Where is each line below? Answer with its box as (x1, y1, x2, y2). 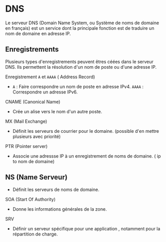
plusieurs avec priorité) (12, 133, 61, 139)
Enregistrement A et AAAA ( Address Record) (5, 74, 95, 80)
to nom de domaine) (12, 158, 54, 164)
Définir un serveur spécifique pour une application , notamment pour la (12, 225, 160, 231)
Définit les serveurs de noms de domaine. (12, 186, 99, 192)
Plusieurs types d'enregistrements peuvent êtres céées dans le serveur (5, 59, 154, 65)
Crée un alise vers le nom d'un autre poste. (12, 108, 102, 114)
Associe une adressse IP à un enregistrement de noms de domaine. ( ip (12, 153, 161, 159)
